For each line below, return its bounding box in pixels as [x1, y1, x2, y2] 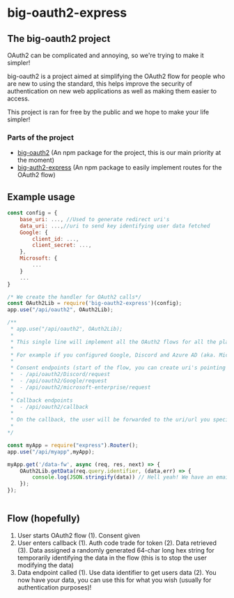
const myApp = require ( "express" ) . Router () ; [7, 442, 139, 449]
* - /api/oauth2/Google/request [10, 378, 108, 384]
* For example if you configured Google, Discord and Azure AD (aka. [10, 351, 217, 359]
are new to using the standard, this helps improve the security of [7, 80, 193, 88]
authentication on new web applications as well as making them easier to [7, 87, 217, 95]
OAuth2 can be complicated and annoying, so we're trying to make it [7, 51, 204, 59]
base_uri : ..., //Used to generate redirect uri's [19, 216, 170, 223]
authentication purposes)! [17, 583, 92, 591]
